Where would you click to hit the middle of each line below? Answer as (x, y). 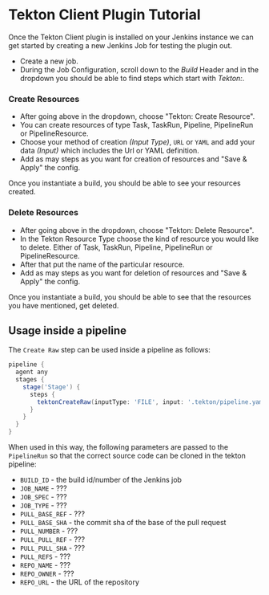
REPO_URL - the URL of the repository (80, 582)
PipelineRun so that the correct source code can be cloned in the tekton (127, 456)
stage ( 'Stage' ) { (52, 387)
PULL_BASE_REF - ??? (52, 514)
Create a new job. (49, 61)
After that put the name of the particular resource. (102, 264)
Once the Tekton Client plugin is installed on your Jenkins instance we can (131, 37)
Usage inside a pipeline (67, 330)
